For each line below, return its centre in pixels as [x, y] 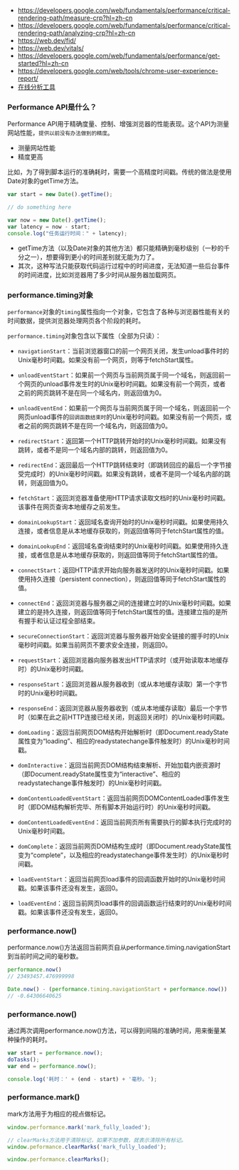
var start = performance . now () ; [55, 1053]
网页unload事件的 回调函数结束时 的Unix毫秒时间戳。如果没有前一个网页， [121, 417]
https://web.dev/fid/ [47, 41]
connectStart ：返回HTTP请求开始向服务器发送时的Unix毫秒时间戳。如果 [123, 570]
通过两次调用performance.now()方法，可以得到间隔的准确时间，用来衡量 [114, 1031]
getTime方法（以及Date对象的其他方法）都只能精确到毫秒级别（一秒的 [121, 248]
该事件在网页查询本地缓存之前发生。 [71, 507]
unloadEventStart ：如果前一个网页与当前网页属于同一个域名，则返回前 [121, 375]
